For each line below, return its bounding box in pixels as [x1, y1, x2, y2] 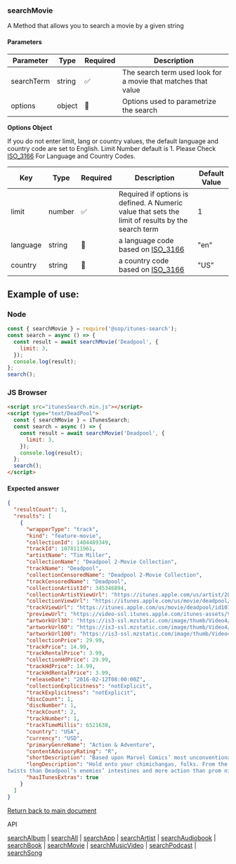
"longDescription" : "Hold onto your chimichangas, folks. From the [25, 761, 228, 768]
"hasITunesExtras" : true [25, 774, 99, 781]
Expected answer [7, 484, 60, 492]
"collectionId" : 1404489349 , [25, 539, 112, 546]
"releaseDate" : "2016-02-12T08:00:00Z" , [25, 676, 146, 683]
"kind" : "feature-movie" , [25, 532, 102, 539]
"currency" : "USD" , [25, 735, 83, 742]
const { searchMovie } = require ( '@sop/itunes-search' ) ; [7, 325, 178, 332]
